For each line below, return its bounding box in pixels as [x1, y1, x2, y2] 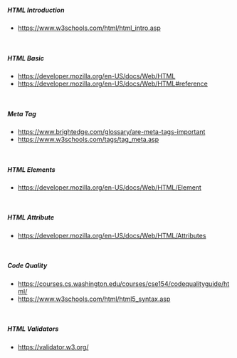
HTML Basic [7, 53, 45, 62]
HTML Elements [7, 165, 56, 174]
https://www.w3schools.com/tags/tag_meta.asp [17, 135, 159, 143]
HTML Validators [7, 324, 59, 333]
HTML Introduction [7, 6, 65, 14]
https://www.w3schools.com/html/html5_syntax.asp [17, 295, 171, 303]
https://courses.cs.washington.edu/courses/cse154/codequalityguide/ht [17, 279, 230, 288]
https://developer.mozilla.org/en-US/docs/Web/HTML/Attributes [17, 231, 206, 240]
